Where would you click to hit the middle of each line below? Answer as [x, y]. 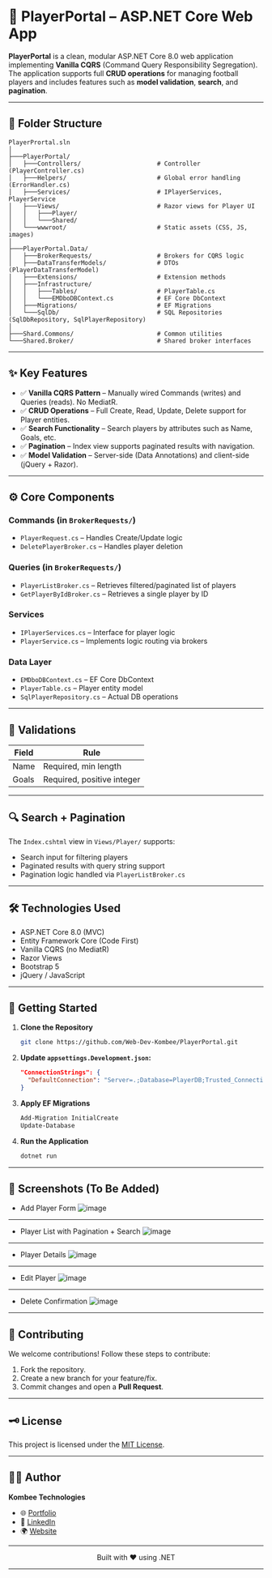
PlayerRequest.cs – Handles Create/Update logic [102, 538]
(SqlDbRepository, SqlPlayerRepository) [78, 319]
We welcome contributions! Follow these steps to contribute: [109, 1354]
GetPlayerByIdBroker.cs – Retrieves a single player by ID [114, 594]
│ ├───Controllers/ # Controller [104, 164]
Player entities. [45, 420]
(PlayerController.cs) [47, 171]
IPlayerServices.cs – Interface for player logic [98, 632]
